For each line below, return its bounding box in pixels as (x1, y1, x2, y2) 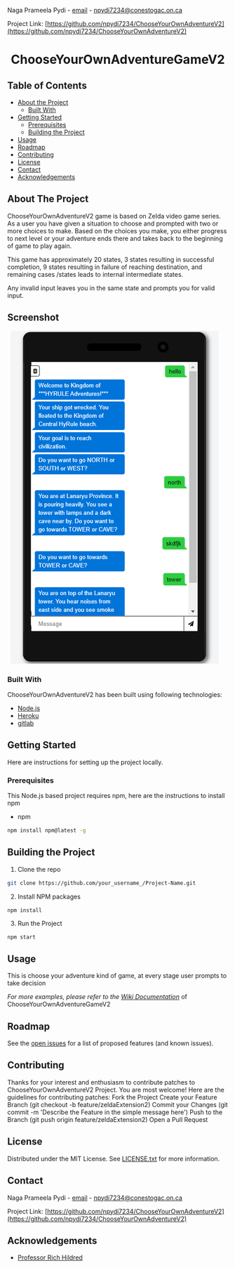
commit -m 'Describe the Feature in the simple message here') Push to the (7, 1108, 223, 1116)
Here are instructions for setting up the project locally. (7, 758, 163, 766)
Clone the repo (17, 865, 61, 873)
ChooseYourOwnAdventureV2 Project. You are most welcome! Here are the (7, 1085, 224, 1094)
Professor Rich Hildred (17, 1253, 83, 1262)
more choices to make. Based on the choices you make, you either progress (7, 226, 227, 235)
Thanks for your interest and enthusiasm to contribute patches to (7, 1078, 195, 1086)
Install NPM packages (17, 892, 81, 901)
